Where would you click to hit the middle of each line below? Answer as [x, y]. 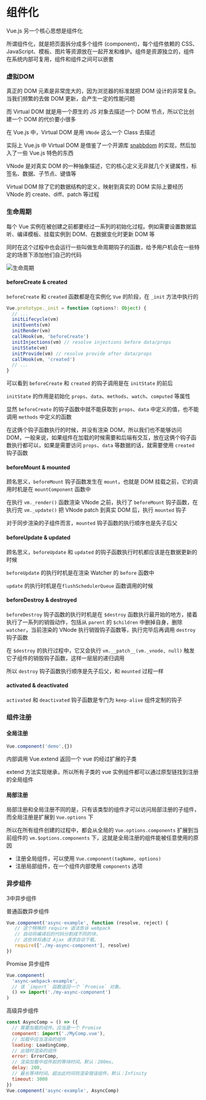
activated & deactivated [37, 685]
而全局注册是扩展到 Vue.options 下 [50, 817]
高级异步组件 [22, 1011]
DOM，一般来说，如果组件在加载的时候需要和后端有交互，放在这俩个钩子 [99, 438]
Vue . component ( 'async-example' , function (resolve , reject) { [87, 923]
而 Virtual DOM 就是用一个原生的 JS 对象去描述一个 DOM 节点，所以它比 [98, 112]
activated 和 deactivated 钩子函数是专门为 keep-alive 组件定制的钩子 [94, 700]
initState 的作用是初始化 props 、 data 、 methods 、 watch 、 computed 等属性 [98, 396]
